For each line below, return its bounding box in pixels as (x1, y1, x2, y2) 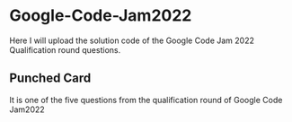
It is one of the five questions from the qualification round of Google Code (9, 94, 283, 105)
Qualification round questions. (9, 44, 121, 55)
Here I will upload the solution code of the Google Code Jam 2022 (9, 35, 254, 46)
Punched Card (9, 71, 92, 86)
